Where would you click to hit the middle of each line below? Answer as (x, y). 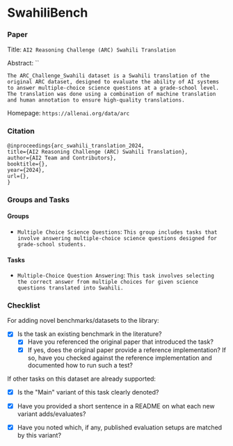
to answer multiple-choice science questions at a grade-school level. (113, 88)
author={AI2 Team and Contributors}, (62, 158)
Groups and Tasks (39, 200)
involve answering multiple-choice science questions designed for (117, 238)
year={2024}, (26, 170)
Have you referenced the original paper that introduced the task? (121, 342)
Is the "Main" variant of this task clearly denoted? (88, 392)
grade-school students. (52, 244)
